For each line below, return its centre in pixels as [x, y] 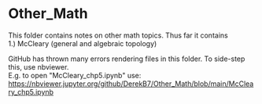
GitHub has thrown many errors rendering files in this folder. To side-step [127, 59]
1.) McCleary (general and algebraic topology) [83, 43]
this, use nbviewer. [39, 66]
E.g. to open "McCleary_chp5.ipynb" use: [75, 75]
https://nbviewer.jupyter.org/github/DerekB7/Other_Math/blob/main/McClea [131, 84]
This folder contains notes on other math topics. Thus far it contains [118, 35]
